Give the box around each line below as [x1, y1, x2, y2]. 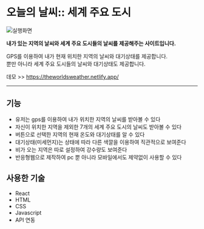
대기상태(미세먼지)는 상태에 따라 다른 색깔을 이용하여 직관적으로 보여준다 [15, 138, 186, 146]
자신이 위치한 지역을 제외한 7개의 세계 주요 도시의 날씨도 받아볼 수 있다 [15, 123, 182, 131]
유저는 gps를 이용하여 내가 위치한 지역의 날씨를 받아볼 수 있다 [15, 115, 161, 123]
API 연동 [15, 216, 35, 224]
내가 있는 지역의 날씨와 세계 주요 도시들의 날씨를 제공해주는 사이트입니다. [6, 39, 176, 47]
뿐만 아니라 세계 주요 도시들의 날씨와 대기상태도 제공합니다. [6, 60, 146, 67]
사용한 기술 [6, 173, 46, 183]
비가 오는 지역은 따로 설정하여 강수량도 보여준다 [15, 146, 127, 153]
